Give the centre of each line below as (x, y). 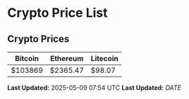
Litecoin (104, 59)
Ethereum (67, 59)
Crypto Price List (57, 13)
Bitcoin (27, 59)
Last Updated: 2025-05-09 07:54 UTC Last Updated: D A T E (94, 88)
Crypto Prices (38, 39)
